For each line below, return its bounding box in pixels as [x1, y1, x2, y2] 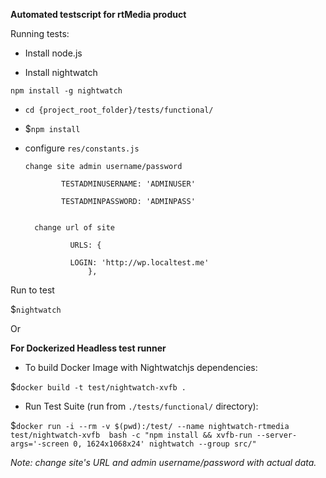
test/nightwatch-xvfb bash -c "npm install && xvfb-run [10, 430, 253, 440]
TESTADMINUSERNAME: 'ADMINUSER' [61, 179, 196, 189]
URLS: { [69, 240, 102, 250]
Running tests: [10, 28, 70, 39]
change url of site [34, 223, 115, 233]
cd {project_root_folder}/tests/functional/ [24, 105, 214, 115]
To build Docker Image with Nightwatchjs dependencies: [24, 362, 258, 373]
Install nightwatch [24, 67, 98, 78]
